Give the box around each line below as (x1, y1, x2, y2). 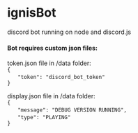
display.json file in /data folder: (7, 92, 95, 100)
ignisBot (7, 5, 56, 21)
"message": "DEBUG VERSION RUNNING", (17, 107, 128, 114)
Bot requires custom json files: (7, 44, 98, 52)
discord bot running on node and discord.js (7, 28, 131, 36)
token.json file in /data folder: (7, 59, 92, 67)
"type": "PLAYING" (17, 114, 71, 121)
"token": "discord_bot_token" (17, 74, 106, 81)
